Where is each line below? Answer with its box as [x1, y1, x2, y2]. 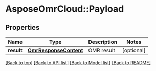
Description [88, 39, 118, 45]
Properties [5, 23, 40, 32]
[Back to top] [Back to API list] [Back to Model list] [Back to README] [5, 60, 151, 66]
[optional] [122, 47, 146, 54]
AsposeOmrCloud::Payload [5, 3, 124, 15]
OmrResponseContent [27, 47, 83, 54]
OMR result [88, 47, 115, 54]
